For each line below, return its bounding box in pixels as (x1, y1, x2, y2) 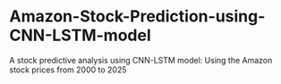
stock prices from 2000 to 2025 (9, 64, 127, 75)
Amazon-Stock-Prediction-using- (9, 6, 266, 27)
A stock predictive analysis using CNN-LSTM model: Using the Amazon (9, 55, 273, 65)
